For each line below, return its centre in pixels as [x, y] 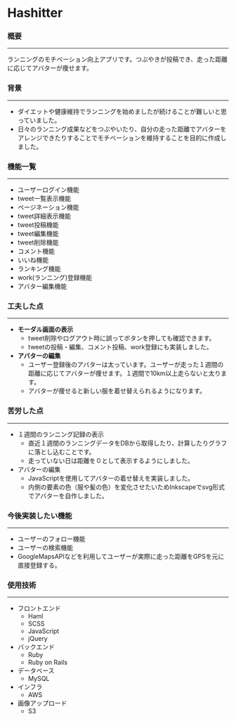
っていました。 [39, 120]
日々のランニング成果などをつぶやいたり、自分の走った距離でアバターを [122, 129]
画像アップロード [42, 703]
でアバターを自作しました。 [68, 495]
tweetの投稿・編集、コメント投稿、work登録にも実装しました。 [120, 347]
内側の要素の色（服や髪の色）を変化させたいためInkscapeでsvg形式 [126, 487]
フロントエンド [39, 609]
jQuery [38, 639]
